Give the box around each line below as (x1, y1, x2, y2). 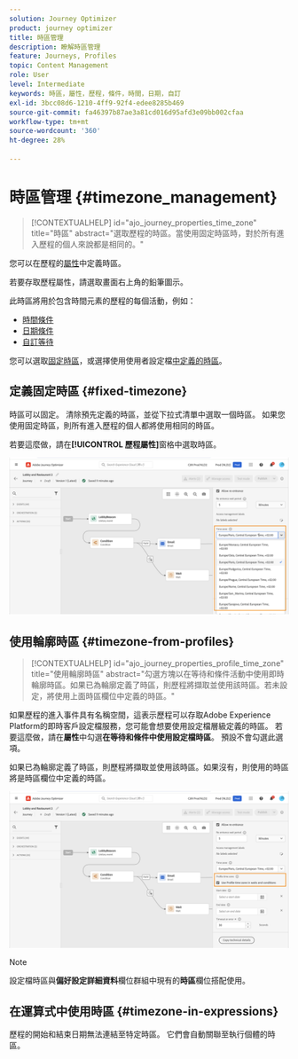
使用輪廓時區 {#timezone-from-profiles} (9, 634, 235, 649)
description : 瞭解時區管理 (9, 43, 101, 51)
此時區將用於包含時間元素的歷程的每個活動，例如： (9, 295, 196, 306)
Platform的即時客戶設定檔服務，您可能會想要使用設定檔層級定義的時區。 (9, 720, 273, 731)
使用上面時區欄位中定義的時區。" (54, 690, 176, 701)
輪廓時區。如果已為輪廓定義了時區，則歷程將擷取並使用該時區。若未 (30, 679, 280, 690)
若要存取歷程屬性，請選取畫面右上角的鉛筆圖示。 (9, 276, 188, 287)
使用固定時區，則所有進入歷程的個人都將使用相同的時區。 (9, 420, 219, 430)
